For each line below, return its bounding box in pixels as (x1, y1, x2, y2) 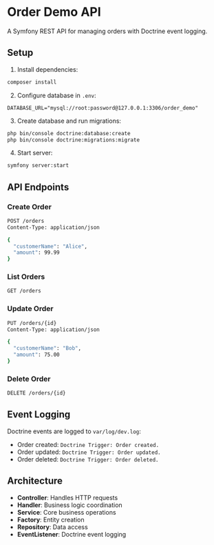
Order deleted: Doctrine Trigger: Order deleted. (17, 455, 160, 463)
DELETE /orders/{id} (7, 390, 67, 397)
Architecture (7, 475, 63, 487)
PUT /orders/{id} (7, 319, 57, 326)
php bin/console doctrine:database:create (7, 130, 131, 137)
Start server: (17, 149, 53, 157)
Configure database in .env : (17, 91, 96, 99)
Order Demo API (7, 4, 101, 20)
